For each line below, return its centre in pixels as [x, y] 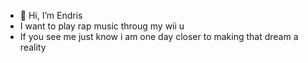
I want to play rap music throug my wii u [102, 26]
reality [33, 47]
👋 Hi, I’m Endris [51, 15]
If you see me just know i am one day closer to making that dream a [159, 36]
